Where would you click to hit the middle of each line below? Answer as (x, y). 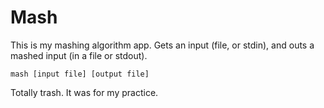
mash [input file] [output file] (80, 74)
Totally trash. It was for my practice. (84, 92)
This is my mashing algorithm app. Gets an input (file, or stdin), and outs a (162, 45)
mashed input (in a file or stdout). (79, 55)
